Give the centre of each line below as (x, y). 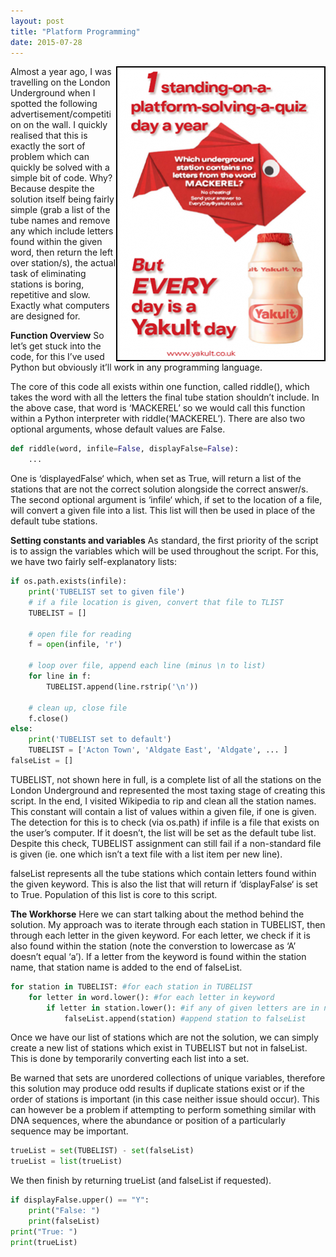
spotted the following (54, 104)
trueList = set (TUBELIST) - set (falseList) (102, 1151)
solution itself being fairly (62, 199)
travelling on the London (60, 82)
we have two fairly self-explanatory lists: (94, 562)
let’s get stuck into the (56, 346)
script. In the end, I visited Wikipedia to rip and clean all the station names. (163, 801)
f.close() (49, 718)
